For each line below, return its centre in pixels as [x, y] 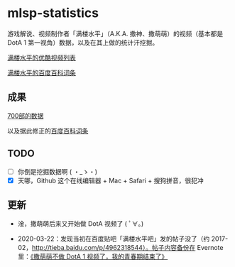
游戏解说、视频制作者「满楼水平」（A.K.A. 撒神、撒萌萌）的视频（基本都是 [115, 33]
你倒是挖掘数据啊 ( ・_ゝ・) [58, 171]
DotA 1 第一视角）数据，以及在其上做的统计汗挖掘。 [83, 42]
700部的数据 [26, 116]
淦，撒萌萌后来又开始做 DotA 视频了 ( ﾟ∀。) [81, 223]
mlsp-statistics [53, 13]
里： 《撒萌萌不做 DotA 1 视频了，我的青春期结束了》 [93, 256]
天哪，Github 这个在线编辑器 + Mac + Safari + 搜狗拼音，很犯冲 [110, 180]
